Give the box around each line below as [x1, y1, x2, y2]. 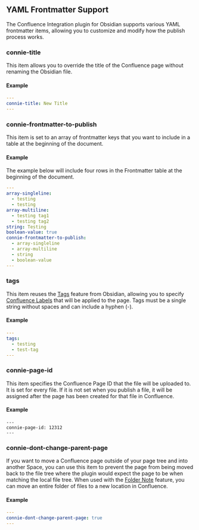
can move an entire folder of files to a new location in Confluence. [6, 483, 168, 490]
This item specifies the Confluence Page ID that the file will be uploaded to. [6, 380, 191, 387]
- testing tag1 [11, 212, 49, 218]
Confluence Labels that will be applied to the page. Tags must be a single [6, 297, 186, 304]
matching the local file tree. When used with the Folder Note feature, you [6, 476, 185, 483]
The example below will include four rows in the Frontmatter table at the [6, 167, 183, 174]
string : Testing [6, 224, 46, 230]
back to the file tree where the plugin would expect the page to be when [6, 470, 184, 477]
